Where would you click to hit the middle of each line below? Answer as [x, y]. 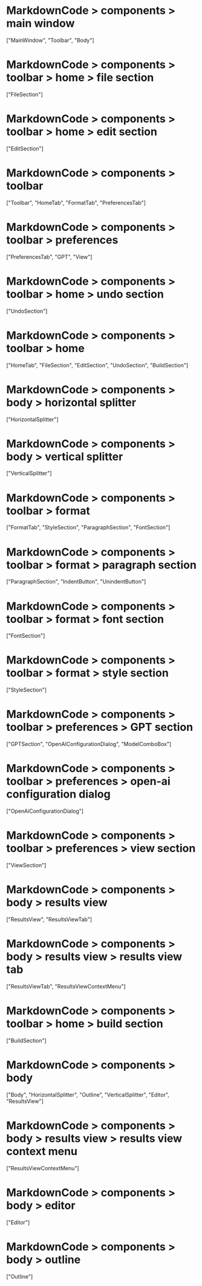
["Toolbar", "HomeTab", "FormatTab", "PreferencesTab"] [76, 202]
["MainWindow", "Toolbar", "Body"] [50, 40]
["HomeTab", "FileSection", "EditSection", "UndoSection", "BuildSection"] [97, 365]
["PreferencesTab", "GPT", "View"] [49, 257]
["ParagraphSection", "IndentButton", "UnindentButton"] [76, 582]
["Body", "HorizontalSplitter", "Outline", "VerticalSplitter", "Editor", [88, 1094]
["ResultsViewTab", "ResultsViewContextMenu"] [66, 986]
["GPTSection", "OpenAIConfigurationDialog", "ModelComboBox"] [89, 744]
